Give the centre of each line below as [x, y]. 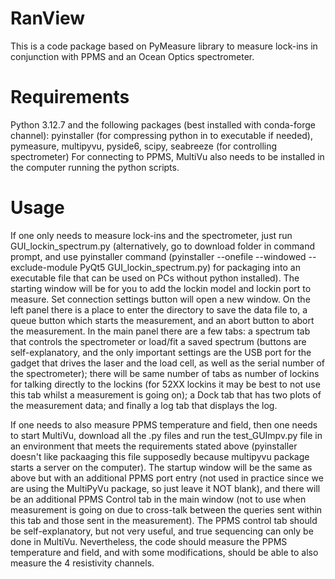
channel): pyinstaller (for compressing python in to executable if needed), [162, 135]
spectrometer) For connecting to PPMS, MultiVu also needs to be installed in [167, 156]
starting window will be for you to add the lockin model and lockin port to [161, 288]
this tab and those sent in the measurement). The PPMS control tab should [164, 520]
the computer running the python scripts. [95, 167]
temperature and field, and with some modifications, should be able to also [164, 552]
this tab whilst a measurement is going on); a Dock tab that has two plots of [166, 394]
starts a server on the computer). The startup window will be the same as [161, 467]
